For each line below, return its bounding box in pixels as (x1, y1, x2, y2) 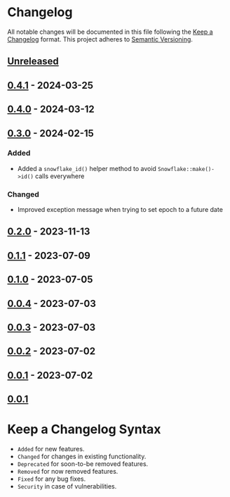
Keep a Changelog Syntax (7, 422, 161, 437)
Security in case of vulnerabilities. (17, 482, 117, 491)
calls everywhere (34, 172, 85, 180)
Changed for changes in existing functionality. (17, 452, 147, 461)
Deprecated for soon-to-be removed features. (17, 460, 149, 468)
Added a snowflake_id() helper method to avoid (17, 164, 156, 172)
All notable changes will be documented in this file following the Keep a (7, 27, 213, 36)
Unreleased (7, 56, 60, 68)
